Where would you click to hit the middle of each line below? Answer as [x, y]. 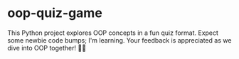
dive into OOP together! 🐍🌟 [47, 48]
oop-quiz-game [55, 13]
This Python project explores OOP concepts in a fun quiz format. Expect [113, 33]
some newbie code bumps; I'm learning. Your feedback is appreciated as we [119, 40]
